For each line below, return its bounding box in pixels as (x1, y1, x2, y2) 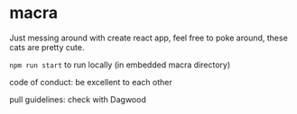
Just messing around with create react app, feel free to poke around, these (9, 32, 289, 43)
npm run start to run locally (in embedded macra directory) (9, 59, 231, 70)
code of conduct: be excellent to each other (9, 76, 173, 87)
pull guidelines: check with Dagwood (9, 93, 146, 105)
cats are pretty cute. (9, 41, 85, 52)
